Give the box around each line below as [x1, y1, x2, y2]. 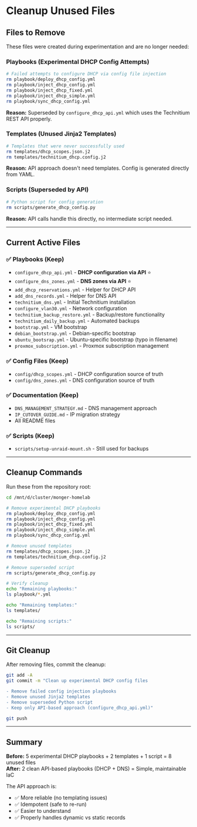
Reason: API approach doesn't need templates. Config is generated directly [6, 164, 189, 172]
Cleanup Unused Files [6, 4, 116, 18]
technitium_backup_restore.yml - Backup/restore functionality [14, 311, 165, 318]
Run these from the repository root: [6, 483, 91, 490]
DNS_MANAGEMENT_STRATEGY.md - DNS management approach [14, 404, 157, 412]
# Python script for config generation [6, 199, 104, 205]
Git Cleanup [6, 645, 50, 655]
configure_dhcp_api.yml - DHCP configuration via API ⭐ [14, 269, 151, 276]
